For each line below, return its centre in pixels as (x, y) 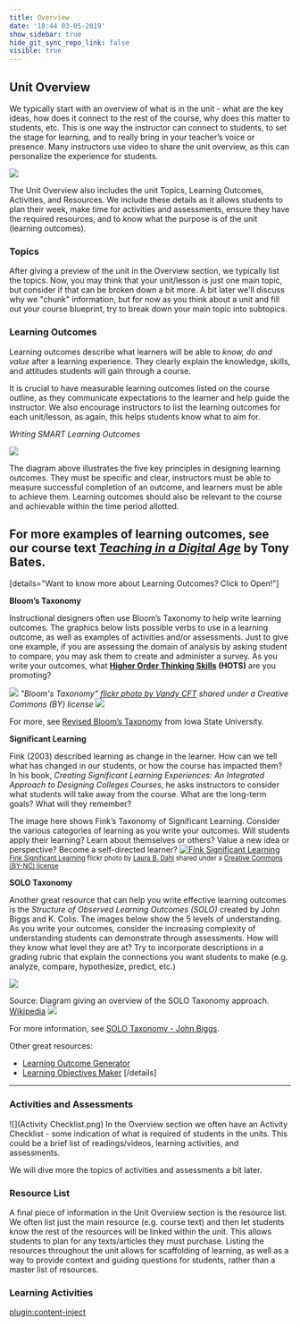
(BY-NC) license (34, 866)
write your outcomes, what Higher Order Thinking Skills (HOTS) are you (143, 666)
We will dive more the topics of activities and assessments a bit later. (136, 1169)
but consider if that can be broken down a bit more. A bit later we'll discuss (147, 290)
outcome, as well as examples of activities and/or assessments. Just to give (149, 637)
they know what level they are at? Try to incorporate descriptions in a (137, 948)
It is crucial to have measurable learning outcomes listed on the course (140, 388)
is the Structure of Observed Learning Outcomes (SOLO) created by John (145, 910)
